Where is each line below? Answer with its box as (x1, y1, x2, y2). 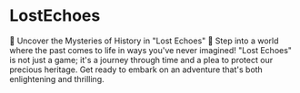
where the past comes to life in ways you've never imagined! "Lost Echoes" (9, 44, 293, 55)
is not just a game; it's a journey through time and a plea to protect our (9, 54, 274, 65)
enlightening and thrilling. (9, 73, 105, 84)
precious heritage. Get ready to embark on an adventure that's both (9, 64, 264, 75)
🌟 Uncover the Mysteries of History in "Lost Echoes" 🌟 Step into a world (9, 35, 279, 46)
